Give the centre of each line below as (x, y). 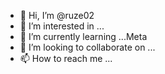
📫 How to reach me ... (66, 58)
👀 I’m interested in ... (62, 26)
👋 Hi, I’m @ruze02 (57, 15)
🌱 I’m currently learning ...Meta (83, 36)
